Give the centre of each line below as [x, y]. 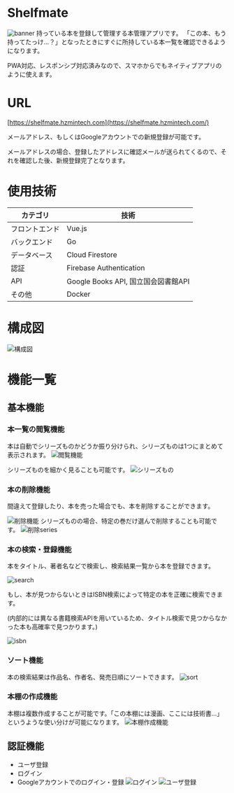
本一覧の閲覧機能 [36, 430]
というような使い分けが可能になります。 [65, 722]
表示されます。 [29, 455]
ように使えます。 [31, 74]
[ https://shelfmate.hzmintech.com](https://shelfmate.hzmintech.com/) [108, 122]
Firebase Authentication [106, 267]
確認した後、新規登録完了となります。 [74, 160]
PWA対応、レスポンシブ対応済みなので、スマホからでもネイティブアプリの [115, 65]
